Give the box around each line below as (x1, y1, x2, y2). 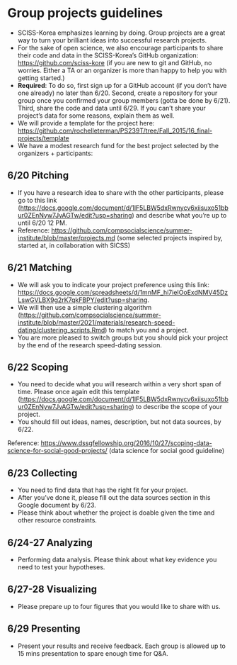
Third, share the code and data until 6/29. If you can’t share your (17, 104, 207, 112)
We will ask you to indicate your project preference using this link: (17, 280, 210, 289)
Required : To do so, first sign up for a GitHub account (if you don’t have (17, 81, 227, 89)
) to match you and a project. (105, 325, 189, 334)
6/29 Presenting (7, 622, 81, 635)
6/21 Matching (7, 262, 72, 274)
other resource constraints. (17, 516, 98, 525)
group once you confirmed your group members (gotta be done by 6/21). (17, 96, 231, 104)
